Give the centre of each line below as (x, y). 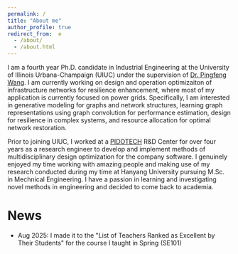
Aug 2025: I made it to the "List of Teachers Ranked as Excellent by (116, 235)
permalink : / (27, 14)
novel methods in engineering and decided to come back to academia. (110, 187)
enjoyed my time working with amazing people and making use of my (109, 164)
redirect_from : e (34, 34)
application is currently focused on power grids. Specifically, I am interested (119, 97)
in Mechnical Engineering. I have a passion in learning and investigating (112, 179)
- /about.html (34, 47)
